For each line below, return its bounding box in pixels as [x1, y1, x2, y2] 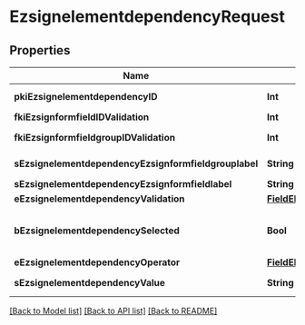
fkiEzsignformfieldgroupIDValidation [14, 132, 175, 143]
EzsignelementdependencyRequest [9, 6, 286, 27]
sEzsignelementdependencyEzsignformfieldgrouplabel [14, 157, 259, 170]
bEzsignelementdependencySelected [14, 224, 180, 237]
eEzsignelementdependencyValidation [14, 192, 185, 205]
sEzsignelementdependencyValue [14, 277, 166, 289]
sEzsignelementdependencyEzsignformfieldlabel [14, 178, 232, 190]
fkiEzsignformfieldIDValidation [14, 111, 150, 123]
